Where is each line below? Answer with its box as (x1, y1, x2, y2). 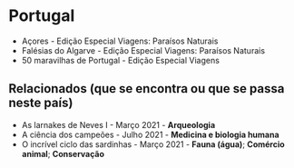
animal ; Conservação (21, 148, 105, 159)
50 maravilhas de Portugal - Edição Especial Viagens (21, 54, 220, 65)
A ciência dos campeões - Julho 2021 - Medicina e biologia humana (21, 129, 279, 140)
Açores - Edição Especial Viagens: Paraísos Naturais (21, 35, 219, 46)
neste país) (8, 95, 73, 111)
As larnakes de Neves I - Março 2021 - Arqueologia (21, 119, 216, 130)
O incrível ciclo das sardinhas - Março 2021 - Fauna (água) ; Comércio (21, 138, 285, 150)
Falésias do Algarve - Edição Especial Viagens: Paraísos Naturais (21, 44, 265, 55)
